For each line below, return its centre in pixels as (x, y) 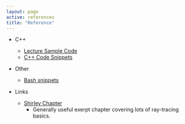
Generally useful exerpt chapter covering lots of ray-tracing (106, 110)
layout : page (22, 12)
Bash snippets (41, 80)
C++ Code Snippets (48, 58)
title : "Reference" (30, 23)
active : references (30, 17)
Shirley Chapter (43, 103)
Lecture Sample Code (50, 51)
